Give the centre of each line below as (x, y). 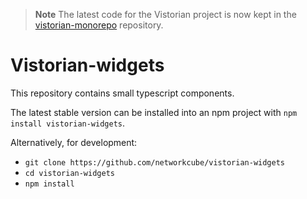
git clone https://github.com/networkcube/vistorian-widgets (155, 162)
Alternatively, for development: (74, 142)
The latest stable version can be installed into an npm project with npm (154, 112)
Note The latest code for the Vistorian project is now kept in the (165, 14)
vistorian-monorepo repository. (99, 25)
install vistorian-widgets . (68, 123)
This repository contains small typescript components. (122, 93)
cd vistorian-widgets (69, 173)
